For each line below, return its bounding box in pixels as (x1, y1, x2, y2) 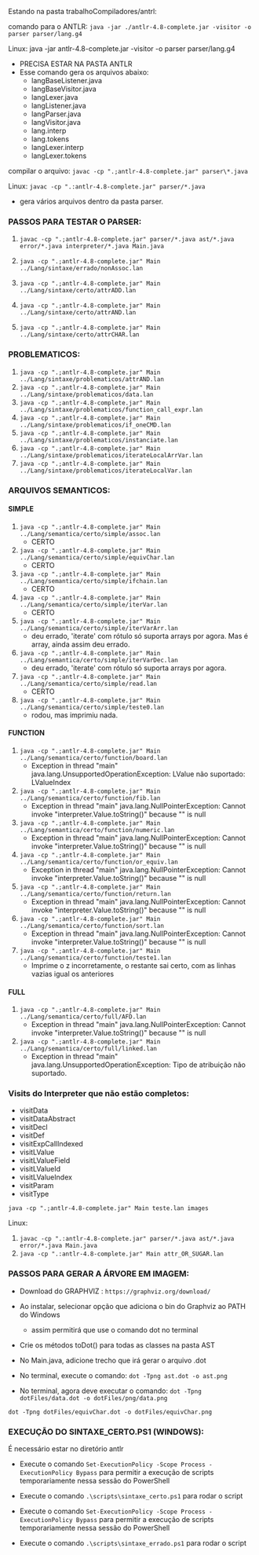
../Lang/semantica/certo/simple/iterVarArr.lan (19, 624, 178, 632)
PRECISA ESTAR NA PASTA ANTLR (19, 59, 133, 68)
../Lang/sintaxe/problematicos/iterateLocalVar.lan (19, 467, 192, 475)
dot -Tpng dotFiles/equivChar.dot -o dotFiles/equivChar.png (8, 1408, 213, 1416)
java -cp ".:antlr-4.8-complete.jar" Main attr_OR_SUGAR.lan (19, 1250, 224, 1258)
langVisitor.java (31, 118, 81, 127)
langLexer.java (31, 93, 78, 101)
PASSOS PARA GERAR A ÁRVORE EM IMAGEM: (8, 1268, 190, 1279)
